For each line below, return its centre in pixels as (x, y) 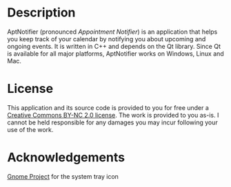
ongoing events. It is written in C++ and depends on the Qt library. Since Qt (114, 46)
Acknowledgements (66, 158)
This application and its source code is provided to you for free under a (108, 107)
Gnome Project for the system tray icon (63, 176)
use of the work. (30, 129)
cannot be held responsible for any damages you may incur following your (113, 122)
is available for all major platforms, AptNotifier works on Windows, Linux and (115, 54)
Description (41, 13)
